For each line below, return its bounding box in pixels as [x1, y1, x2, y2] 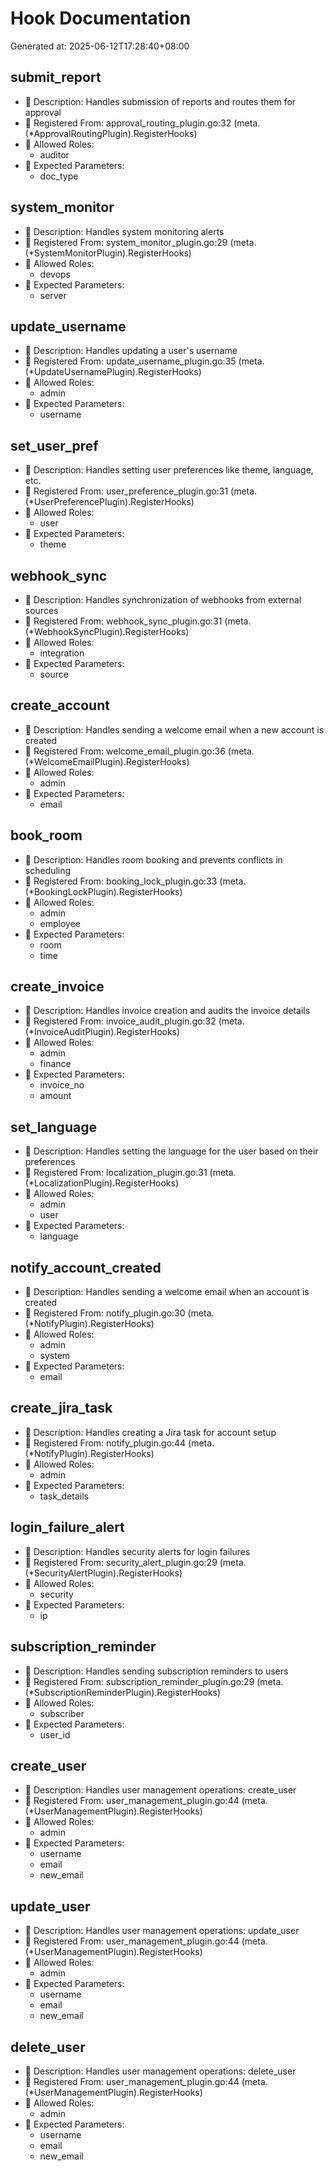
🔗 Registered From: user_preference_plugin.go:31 [24, 485, 229, 497]
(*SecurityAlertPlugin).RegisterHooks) [24, 1567, 183, 1579]
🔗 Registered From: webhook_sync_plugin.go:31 [24, 615, 223, 627]
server [39, 289, 67, 301]
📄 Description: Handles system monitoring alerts [24, 225, 225, 237]
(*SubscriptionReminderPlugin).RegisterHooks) [24, 1686, 222, 1698]
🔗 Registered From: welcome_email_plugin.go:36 [24, 745, 226, 757]
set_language [10, 1118, 97, 1136]
